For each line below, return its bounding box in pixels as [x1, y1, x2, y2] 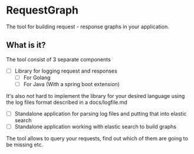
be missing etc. [6, 141, 43, 148]
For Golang [23, 74, 51, 81]
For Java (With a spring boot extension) [23, 80, 120, 87]
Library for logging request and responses [14, 67, 118, 74]
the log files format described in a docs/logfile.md [6, 99, 128, 106]
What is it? [6, 40, 46, 50]
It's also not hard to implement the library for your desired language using [6, 92, 185, 99]
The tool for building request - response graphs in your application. [6, 23, 169, 30]
